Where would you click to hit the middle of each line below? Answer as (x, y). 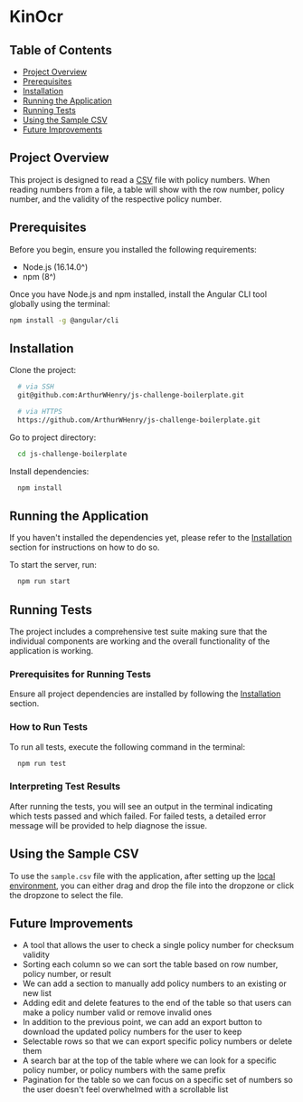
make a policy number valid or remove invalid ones (117, 1012)
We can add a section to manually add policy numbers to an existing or (154, 983)
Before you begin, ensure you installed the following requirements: (133, 249)
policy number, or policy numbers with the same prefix (124, 1070)
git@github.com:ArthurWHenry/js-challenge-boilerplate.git (131, 396)
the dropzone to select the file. (66, 895)
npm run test (42, 763)
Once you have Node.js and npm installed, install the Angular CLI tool (138, 294)
